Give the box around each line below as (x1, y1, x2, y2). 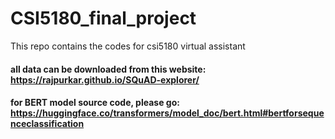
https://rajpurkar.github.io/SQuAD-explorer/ (10, 73, 200, 86)
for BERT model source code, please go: (10, 97, 180, 109)
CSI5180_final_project (10, 7, 197, 30)
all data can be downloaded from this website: (10, 63, 207, 75)
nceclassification (10, 118, 85, 130)
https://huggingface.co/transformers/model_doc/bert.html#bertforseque (10, 107, 325, 119)
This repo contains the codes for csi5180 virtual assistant (10, 40, 246, 52)
